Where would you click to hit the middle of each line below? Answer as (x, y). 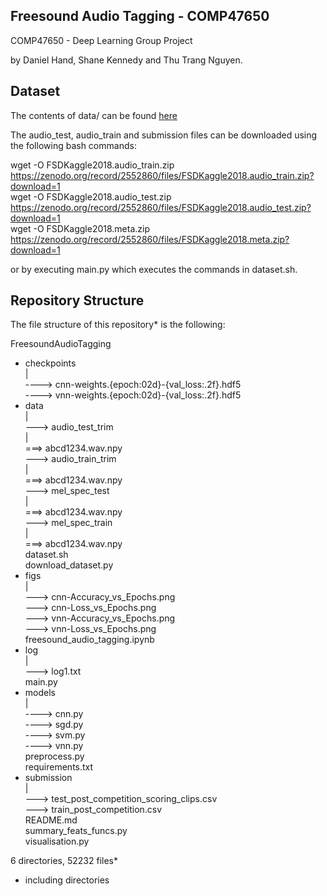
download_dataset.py (69, 565)
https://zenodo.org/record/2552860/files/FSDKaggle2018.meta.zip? (150, 239)
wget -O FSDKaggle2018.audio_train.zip (92, 165)
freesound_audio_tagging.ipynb (89, 640)
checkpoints (50, 363)
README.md (51, 820)
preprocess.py (54, 756)
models (40, 693)
